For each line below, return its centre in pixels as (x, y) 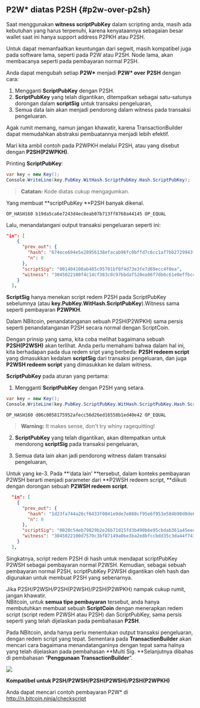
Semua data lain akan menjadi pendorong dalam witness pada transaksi (103, 109)
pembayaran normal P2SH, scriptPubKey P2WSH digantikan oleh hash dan (98, 571)
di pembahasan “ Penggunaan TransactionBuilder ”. (69, 658)
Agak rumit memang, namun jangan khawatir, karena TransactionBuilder (94, 127)
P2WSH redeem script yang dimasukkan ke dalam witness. (79, 365)
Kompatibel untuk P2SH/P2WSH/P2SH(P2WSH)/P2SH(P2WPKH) (88, 681)
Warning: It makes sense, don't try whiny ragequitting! (88, 426)
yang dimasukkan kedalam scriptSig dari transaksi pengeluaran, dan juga (96, 358)
